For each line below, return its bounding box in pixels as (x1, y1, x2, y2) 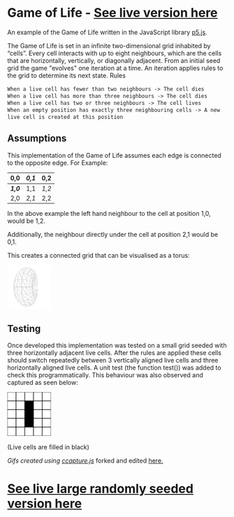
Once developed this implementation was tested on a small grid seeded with (7, 341, 227, 350)
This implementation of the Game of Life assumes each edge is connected (7, 151, 221, 159)
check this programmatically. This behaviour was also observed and (7, 371, 204, 379)
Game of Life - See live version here (7, 5, 218, 21)
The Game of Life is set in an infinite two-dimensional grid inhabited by (7, 41, 211, 50)
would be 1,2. (7, 217, 45, 225)
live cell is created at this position (7, 113, 124, 120)
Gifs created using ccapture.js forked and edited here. (7, 456, 163, 465)
